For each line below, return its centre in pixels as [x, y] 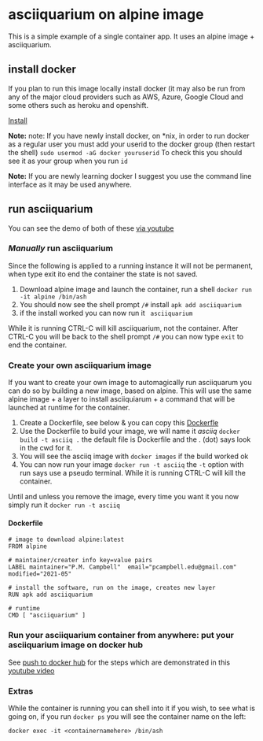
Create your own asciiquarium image [80, 365]
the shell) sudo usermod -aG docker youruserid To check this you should [125, 152]
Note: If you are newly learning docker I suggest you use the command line [130, 176]
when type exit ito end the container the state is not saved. [103, 274]
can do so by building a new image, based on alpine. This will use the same [130, 391]
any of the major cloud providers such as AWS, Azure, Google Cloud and [126, 97]
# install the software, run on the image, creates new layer [112, 588]
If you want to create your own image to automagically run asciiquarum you [130, 383]
